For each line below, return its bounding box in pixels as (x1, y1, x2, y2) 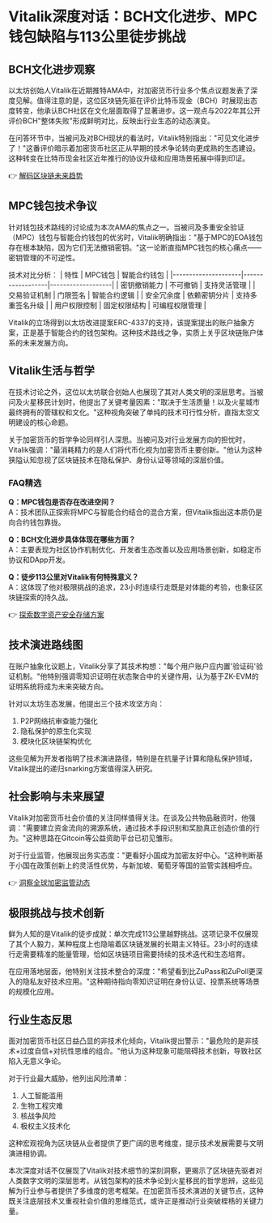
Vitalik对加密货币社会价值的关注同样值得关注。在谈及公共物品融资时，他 (8, 813, 249, 822)
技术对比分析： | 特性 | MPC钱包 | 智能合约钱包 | (8, 269, 168, 280)
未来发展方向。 (22, 337, 73, 347)
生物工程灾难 (19, 1101, 63, 1111)
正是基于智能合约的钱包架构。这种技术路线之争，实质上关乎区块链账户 (22, 328, 257, 337)
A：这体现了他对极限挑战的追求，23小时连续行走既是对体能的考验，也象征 (8, 581, 257, 592)
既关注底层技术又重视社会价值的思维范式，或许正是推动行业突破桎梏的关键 (8, 1196, 257, 1206)
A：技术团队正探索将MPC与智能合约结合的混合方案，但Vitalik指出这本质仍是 (8, 507, 263, 517)
